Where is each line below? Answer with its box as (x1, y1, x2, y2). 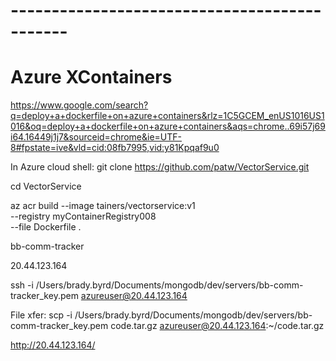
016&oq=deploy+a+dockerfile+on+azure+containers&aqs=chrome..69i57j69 (10, 120, 326, 133)
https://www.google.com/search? (10, 99, 149, 111)
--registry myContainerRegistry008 (10, 210, 157, 223)
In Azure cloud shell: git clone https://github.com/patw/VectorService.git (10, 161, 310, 173)
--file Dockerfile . (10, 221, 82, 233)
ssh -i (10, 279, 34, 291)
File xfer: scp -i (10, 309, 73, 321)
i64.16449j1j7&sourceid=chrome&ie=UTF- (10, 131, 183, 143)
